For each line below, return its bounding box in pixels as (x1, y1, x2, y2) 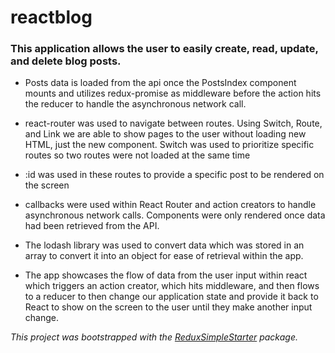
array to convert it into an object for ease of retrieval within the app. (24, 250, 304, 262)
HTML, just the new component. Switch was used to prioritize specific (24, 139, 315, 151)
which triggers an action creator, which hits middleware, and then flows (24, 280, 320, 292)
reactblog (10, 6, 93, 29)
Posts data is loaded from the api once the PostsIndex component (24, 77, 297, 89)
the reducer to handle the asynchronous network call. (24, 98, 247, 110)
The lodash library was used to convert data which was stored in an (24, 239, 305, 251)
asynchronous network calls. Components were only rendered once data (24, 209, 326, 221)
